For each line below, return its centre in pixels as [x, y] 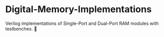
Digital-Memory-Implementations [79, 9]
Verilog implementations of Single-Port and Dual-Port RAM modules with [82, 23]
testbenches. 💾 [21, 28]
